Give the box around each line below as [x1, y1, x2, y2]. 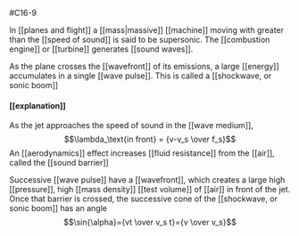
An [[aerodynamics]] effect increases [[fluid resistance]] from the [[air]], [9, 148, 275, 159]
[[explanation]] [9, 100, 67, 110]
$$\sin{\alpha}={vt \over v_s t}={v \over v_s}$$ [63, 217, 237, 228]
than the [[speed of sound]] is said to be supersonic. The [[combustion [9, 35, 270, 45]
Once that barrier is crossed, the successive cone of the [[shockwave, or [9, 193, 278, 204]
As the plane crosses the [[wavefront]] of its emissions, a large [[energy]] [9, 61, 279, 71]
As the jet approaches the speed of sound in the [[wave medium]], [9, 120, 254, 131]
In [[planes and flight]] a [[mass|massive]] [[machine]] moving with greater [9, 25, 284, 35]
